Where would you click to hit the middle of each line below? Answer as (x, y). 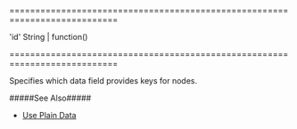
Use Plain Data (49, 115)
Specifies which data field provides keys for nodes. (103, 81)
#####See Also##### (50, 98)
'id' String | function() (49, 37)
